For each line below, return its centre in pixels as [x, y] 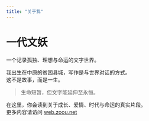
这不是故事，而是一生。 [35, 79]
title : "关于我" [25, 11]
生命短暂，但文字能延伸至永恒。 [59, 92]
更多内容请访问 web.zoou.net [42, 112]
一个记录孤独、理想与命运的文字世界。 [53, 60]
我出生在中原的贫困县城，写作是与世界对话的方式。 [68, 72]
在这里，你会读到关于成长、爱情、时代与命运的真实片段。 [76, 105]
